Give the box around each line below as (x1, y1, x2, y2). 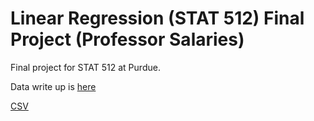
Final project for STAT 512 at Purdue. (10, 61, 161, 73)
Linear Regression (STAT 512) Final (10, 7, 305, 30)
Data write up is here (10, 80, 97, 92)
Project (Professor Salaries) (10, 28, 245, 51)
